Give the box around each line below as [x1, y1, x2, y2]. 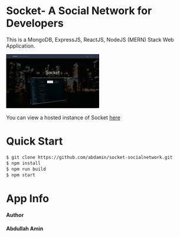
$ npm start [6, 172, 35, 178]
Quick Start [6, 134, 63, 148]
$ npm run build [6, 166, 46, 172]
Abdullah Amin [6, 225, 44, 232]
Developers [6, 16, 64, 30]
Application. [6, 42, 35, 49]
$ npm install [6, 161, 41, 166]
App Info [6, 192, 49, 205]
